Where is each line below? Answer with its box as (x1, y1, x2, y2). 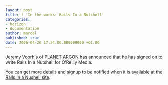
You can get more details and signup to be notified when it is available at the (5, 69, 163, 75)
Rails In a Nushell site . (5, 74, 51, 80)
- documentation (5, 26, 39, 31)
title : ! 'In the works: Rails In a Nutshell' (5, 12, 104, 17)
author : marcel (5, 31, 37, 36)
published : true (5, 36, 39, 41)
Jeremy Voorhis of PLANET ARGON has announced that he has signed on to (5, 54, 163, 60)
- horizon (5, 21, 26, 27)
